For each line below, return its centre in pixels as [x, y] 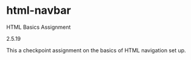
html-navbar [39, 10]
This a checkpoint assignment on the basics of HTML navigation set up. [96, 50]
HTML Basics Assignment [39, 27]
